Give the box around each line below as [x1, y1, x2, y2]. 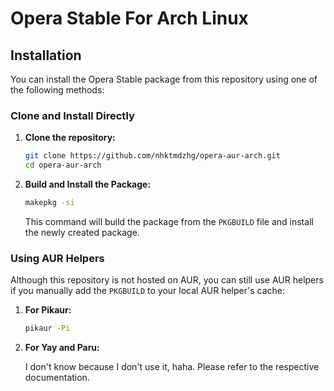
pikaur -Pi [24, 323, 71, 334]
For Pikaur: [24, 304, 72, 316]
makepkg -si [24, 198, 75, 208]
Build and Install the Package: [24, 178, 152, 191]
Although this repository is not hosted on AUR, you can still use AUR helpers [10, 274, 324, 286]
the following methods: [10, 84, 105, 96]
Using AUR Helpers [10, 251, 105, 265]
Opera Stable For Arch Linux [10, 7, 249, 30]
